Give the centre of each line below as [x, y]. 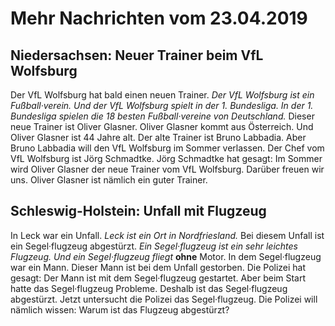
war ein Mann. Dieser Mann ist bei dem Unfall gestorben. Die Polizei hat [158, 267]
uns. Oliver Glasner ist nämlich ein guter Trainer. [109, 180]
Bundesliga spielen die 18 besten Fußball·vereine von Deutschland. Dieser [162, 116]
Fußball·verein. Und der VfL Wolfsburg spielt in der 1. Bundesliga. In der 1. [162, 105]
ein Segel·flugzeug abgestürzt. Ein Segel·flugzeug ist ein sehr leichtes [154, 246]
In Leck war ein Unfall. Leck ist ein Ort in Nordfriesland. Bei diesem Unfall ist [167, 235]
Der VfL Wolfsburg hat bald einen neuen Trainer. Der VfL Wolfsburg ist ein [162, 95]
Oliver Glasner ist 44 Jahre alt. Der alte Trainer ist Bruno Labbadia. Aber [158, 137]
